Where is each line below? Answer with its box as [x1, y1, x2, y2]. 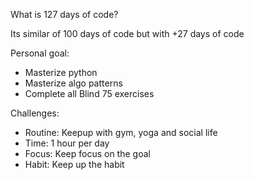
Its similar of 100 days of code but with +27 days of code [10, 28, 245, 39]
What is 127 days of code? [10, 9, 119, 20]
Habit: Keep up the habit [24, 159, 125, 170]
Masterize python [24, 67, 98, 78]
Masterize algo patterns [24, 77, 123, 89]
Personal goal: [10, 47, 70, 59]
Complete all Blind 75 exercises [24, 88, 155, 99]
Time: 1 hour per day [24, 137, 110, 149]
